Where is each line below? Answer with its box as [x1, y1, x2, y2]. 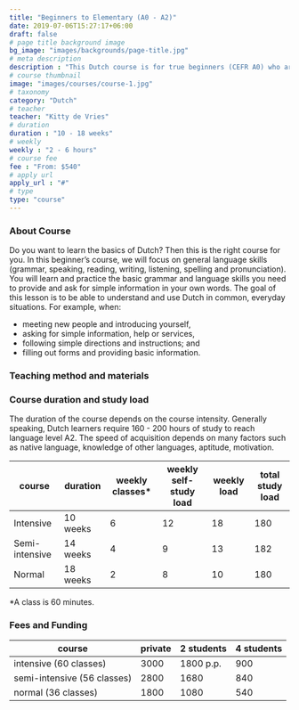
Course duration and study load [9, 394, 149, 406]
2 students [180, 642, 227, 655]
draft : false [9, 29, 58, 38]
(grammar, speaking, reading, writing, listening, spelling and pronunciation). [9, 264, 287, 274]
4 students [235, 642, 283, 655]
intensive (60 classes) [13, 657, 107, 669]
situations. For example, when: [9, 302, 122, 313]
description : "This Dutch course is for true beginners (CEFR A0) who [9, 63, 280, 72]
